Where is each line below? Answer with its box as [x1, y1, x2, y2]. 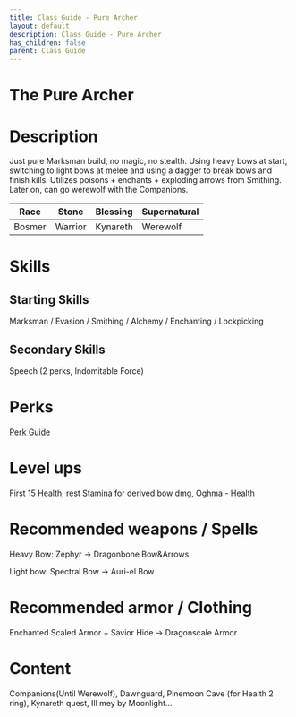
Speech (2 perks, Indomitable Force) [9, 366, 145, 376]
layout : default [9, 22, 70, 30]
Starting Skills [9, 292, 89, 307]
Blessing [95, 205, 133, 218]
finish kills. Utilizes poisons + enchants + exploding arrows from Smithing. [9, 175, 282, 186]
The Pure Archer [9, 85, 134, 106]
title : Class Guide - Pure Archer [9, 13, 139, 22]
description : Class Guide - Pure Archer [9, 30, 163, 39]
